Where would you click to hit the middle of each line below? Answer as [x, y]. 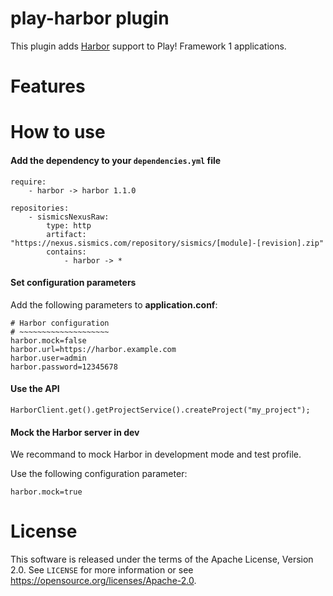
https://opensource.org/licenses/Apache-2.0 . [103, 581]
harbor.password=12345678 [64, 367]
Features [48, 86]
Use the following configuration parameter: [99, 474]
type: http [69, 225]
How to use [58, 132]
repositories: [40, 208]
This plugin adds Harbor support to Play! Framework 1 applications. [148, 46]
